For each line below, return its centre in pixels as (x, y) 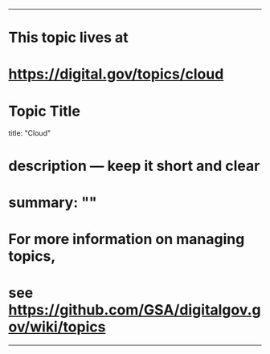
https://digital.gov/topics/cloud (116, 74)
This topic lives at (68, 38)
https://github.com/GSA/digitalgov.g (135, 310)
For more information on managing (127, 239)
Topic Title (44, 111)
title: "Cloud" (29, 133)
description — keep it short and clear (134, 166)
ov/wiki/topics (57, 327)
